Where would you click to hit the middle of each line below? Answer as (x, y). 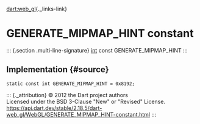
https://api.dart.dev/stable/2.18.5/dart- (54, 108)
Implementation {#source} (58, 70)
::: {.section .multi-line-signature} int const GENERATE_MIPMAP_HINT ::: (97, 50)
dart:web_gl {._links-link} (37, 9)
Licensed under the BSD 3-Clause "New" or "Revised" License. (86, 101)
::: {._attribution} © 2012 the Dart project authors (67, 95)
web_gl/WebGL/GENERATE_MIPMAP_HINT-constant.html (78, 114)
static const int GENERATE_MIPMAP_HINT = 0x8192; (71, 84)
